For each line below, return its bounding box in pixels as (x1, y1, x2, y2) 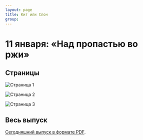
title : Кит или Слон (5, 12, 48, 17)
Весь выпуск (5, 115, 47, 124)
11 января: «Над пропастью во (5, 38, 138, 49)
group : (5, 16, 19, 21)
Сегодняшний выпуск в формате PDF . (5, 129, 86, 135)
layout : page (5, 7, 32, 12)
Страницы (5, 68, 39, 77)
